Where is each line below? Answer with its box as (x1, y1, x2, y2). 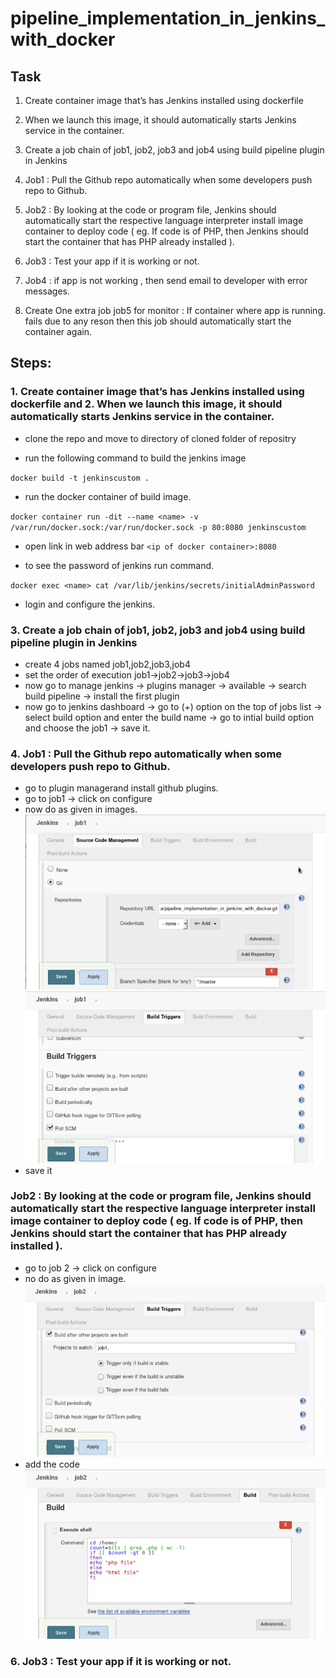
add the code (24, 1458, 80, 1470)
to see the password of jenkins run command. (24, 559, 215, 571)
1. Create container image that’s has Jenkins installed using (10, 385, 305, 399)
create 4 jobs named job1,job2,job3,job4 (24, 658, 191, 670)
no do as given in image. (24, 1272, 127, 1284)
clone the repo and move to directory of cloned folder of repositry (24, 432, 297, 444)
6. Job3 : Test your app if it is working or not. (10, 1655, 232, 1669)
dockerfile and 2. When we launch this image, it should (10, 397, 283, 411)
